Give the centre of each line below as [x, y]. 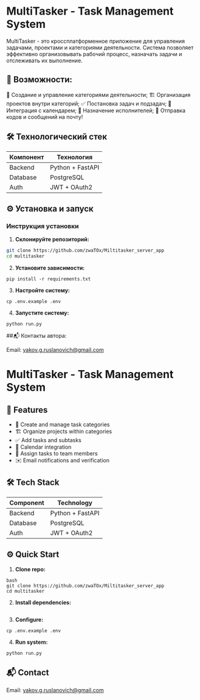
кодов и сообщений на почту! [45, 116]
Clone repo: [30, 569]
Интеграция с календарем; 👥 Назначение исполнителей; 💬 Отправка [96, 110]
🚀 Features [27, 410]
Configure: [29, 620]
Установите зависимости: [50, 268]
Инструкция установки [43, 226]
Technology [75, 502]
